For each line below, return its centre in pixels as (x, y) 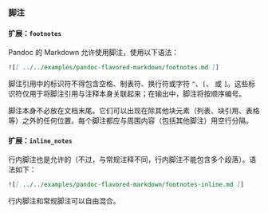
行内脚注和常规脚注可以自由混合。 (64, 201)
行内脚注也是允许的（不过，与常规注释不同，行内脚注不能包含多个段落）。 (129, 160)
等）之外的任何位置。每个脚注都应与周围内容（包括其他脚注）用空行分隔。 (130, 120)
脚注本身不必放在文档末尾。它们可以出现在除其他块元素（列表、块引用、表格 (134, 110)
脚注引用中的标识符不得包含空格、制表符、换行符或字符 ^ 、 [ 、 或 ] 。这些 (128, 84)
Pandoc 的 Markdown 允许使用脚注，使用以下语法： (94, 53)
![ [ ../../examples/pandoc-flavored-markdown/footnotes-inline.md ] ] (126, 185)
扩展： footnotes (35, 33)
